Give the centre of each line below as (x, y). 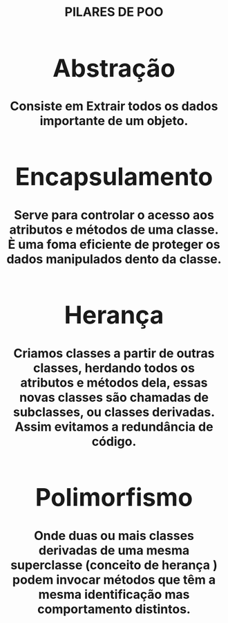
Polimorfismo (114, 497)
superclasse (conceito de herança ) (114, 565)
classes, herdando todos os (114, 368)
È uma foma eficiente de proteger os (114, 244)
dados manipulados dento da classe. (114, 259)
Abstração (114, 68)
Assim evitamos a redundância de (114, 427)
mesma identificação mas (114, 594)
